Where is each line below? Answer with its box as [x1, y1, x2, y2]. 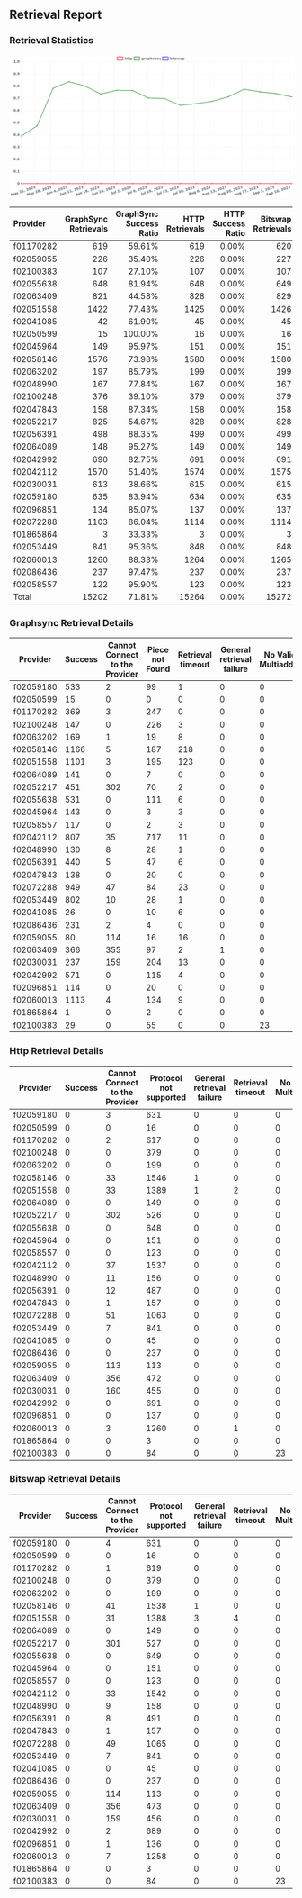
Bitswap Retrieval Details [9, 1473, 121, 1485]
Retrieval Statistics [9, 34, 94, 47]
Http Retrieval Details [9, 1045, 104, 1058]
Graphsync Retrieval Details [9, 616, 134, 629]
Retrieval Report [9, 7, 102, 23]
